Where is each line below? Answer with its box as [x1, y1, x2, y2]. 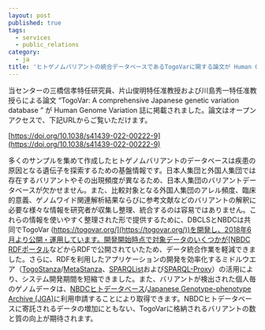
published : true [8, 19, 62, 27]
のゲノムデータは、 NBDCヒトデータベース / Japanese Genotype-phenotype [8, 283, 252, 293]
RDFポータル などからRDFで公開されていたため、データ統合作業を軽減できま [8, 244, 256, 253]
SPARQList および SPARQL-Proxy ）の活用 [109, 264, 240, 273]
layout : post [8, 11, 51, 20]
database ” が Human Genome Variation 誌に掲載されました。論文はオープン [8, 105, 256, 114]
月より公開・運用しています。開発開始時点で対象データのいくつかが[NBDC [8, 234, 251, 244]
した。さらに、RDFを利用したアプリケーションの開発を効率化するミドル [8, 254, 243, 264]
